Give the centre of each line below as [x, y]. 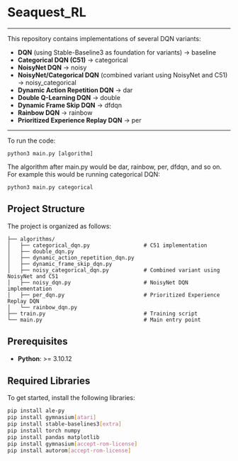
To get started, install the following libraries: [71, 398]
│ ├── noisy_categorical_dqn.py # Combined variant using [114, 270]
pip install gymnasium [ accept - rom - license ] [73, 444]
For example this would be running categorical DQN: [84, 174]
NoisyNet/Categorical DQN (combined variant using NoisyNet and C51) [123, 74]
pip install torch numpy [44, 431]
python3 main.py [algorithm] [50, 153]
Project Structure [46, 209]
